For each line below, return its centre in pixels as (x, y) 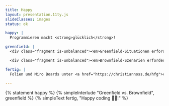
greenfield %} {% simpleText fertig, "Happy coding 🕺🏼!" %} (67, 98)
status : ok (17, 24)
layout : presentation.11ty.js (37, 15)
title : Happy (19, 10)
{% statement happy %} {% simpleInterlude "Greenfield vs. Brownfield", (80, 93)
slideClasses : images (28, 19)
